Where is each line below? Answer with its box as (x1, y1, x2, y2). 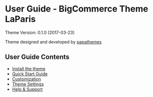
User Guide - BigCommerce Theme (5, 3, 149, 14)
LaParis (5, 14, 36, 25)
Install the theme (12, 66, 46, 71)
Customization (12, 76, 41, 82)
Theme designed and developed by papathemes (5, 39, 102, 44)
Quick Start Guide (12, 71, 48, 77)
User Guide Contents (5, 53, 70, 61)
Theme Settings (12, 81, 44, 87)
